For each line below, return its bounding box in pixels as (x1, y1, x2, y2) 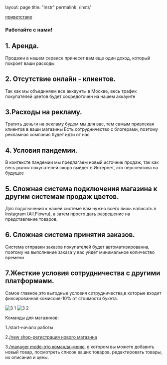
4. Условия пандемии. (5, 146, 78, 154)
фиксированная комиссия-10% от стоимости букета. (5, 295, 118, 301)
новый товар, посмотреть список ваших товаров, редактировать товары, (5, 349, 163, 355)
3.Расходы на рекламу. (5, 107, 82, 116)
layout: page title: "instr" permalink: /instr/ (5, 4, 91, 10)
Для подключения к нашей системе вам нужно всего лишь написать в (5, 205, 157, 211)
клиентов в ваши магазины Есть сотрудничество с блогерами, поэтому (5, 126, 159, 132)
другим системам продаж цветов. (5, 192, 119, 201)
